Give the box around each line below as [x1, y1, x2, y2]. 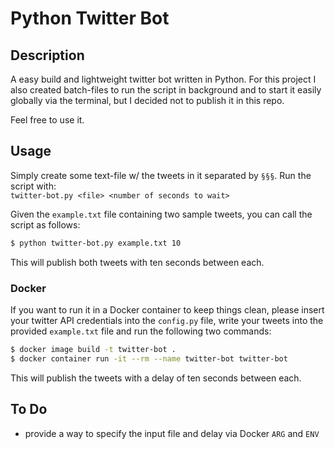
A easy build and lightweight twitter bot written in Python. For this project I [10, 73, 317, 85]
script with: [10, 180, 57, 192]
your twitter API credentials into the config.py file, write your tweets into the [10, 314, 324, 326]
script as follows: [10, 218, 81, 231]
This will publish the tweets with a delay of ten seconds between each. [10, 372, 302, 384]
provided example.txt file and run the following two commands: [10, 325, 272, 337]
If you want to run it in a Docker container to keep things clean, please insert [10, 303, 325, 316]
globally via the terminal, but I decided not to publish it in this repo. [10, 95, 285, 106]
